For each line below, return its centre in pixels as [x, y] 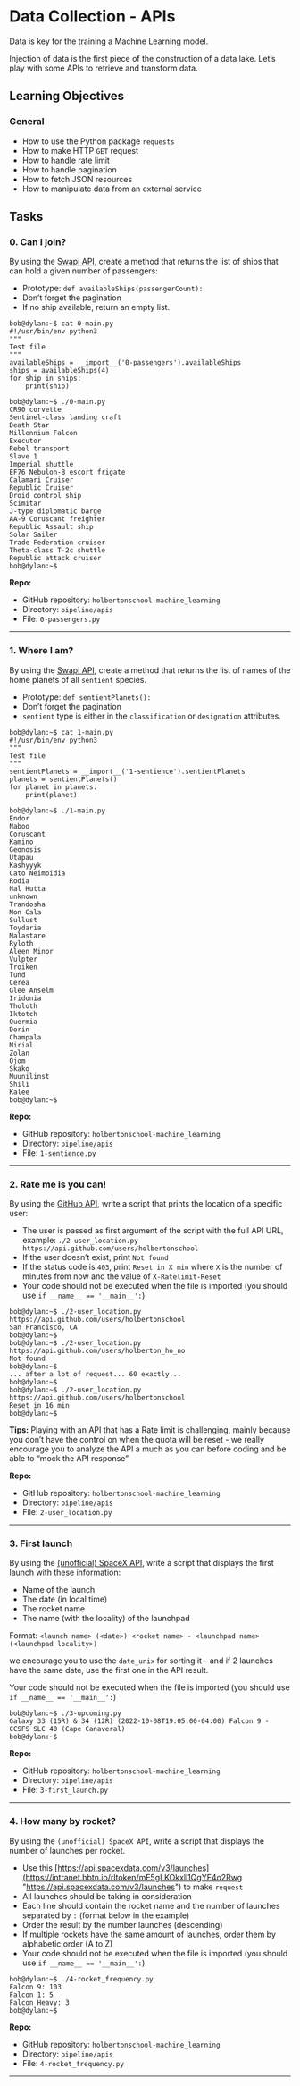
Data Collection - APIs [92, 17]
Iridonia [25, 998]
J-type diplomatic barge [55, 511]
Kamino [21, 842]
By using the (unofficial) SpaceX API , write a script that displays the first [142, 1563]
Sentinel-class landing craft [66, 417]
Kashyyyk [25, 865]
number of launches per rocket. [67, 1850]
